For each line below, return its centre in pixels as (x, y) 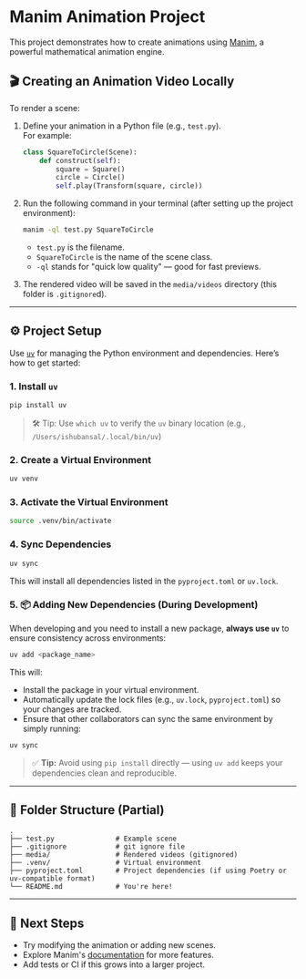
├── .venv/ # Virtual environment (106, 863)
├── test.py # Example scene (93, 839)
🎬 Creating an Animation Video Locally (122, 82)
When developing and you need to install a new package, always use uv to (149, 628)
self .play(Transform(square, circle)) (129, 186)
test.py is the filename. (81, 247)
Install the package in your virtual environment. (111, 689)
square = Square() (91, 169)
